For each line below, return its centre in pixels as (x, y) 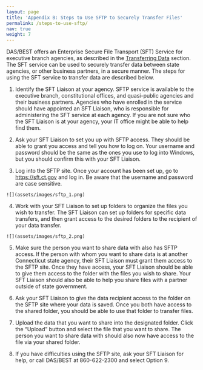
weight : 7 (19, 35)
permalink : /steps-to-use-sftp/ (47, 23)
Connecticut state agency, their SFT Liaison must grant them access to (104, 261)
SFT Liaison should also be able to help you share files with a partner (101, 280)
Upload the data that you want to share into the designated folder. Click (104, 323)
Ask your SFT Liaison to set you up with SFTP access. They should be (102, 140)
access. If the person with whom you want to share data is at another (101, 254)
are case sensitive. (38, 184)
